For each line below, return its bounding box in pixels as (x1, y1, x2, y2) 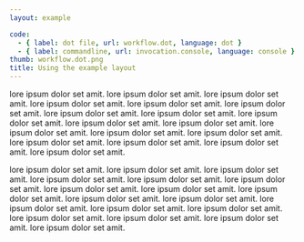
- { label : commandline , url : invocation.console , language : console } (17, 46, 296, 55)
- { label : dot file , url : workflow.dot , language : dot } (17, 38, 243, 47)
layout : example (9, 13, 71, 23)
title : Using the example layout (9, 64, 137, 73)
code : (9, 29, 30, 39)
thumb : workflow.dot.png (9, 55, 104, 65)
